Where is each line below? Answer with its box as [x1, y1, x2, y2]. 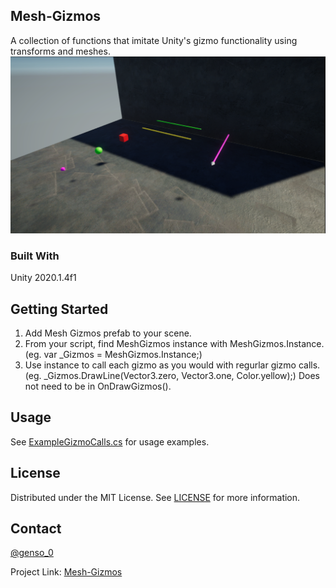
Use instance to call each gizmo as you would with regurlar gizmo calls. [24, 359, 321, 371]
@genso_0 [10, 547, 54, 559]
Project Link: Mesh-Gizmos [10, 566, 123, 578]
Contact [10, 520, 62, 537]
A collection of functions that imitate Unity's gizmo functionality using [10, 34, 298, 46]
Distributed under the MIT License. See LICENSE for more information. [10, 491, 301, 503]
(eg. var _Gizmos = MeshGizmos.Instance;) [24, 348, 203, 360]
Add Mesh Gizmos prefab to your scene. [24, 327, 192, 339]
